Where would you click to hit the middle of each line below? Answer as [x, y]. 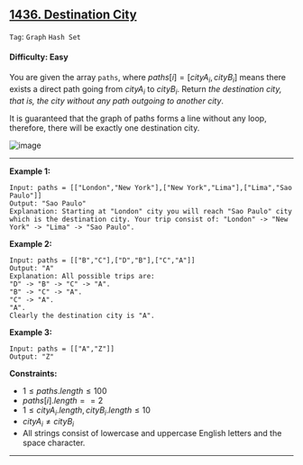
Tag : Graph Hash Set [45, 36]
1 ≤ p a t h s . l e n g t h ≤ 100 [64, 390]
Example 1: [30, 171]
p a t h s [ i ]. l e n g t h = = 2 [63, 400]
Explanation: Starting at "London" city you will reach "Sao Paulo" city [151, 211]
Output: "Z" [32, 356]
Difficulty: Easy [39, 57]
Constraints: [33, 373]
